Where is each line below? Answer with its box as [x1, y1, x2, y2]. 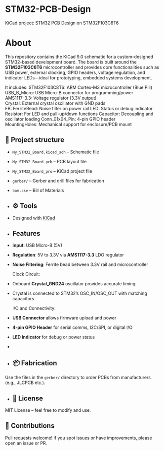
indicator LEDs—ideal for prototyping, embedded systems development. [5, 74, 152, 80]
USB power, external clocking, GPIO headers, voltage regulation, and [5, 69, 145, 75]
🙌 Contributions [5, 422, 55, 430]
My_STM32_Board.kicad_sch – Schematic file [12, 149, 100, 155]
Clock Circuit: [12, 271, 41, 277]
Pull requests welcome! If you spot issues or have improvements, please [5, 435, 152, 441]
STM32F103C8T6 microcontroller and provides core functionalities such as [5, 64, 160, 70]
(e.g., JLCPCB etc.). [5, 380, 45, 386]
